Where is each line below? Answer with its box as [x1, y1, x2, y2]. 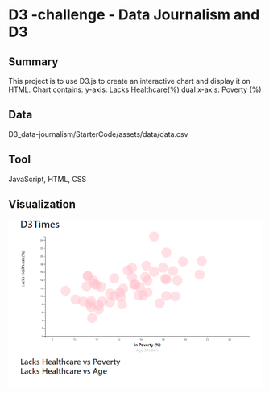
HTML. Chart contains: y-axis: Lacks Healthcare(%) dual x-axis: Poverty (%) [8, 85, 262, 94]
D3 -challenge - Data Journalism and [8, 6, 260, 24]
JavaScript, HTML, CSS [8, 174, 87, 184]
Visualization [8, 197, 77, 211]
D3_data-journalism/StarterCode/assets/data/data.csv [8, 129, 188, 139]
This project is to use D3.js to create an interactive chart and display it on [8, 77, 251, 85]
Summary [8, 55, 59, 68]
